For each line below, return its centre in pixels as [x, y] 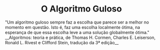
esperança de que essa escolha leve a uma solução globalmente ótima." [77, 32]
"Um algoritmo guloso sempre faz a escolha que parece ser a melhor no [77, 22]
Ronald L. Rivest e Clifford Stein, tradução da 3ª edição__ [62, 42]
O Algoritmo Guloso [81, 9]
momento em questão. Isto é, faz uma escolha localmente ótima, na [73, 27]
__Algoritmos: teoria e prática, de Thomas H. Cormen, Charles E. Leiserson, [80, 37]
